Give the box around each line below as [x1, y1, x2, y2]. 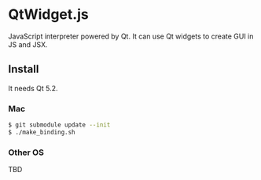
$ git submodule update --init [8, 121, 111, 129]
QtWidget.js [8, 6, 89, 24]
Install [8, 63, 39, 76]
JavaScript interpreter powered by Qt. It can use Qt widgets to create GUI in [8, 31, 254, 41]
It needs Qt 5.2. [8, 83, 58, 93]
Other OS [8, 147, 45, 158]
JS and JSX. [8, 39, 48, 49]
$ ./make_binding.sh [8, 128, 76, 136]
